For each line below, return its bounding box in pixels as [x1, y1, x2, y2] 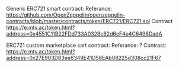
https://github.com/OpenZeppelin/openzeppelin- [6, 11, 126, 18]
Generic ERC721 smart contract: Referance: [6, 5, 113, 12]
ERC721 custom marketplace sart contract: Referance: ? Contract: [6, 42, 167, 49]
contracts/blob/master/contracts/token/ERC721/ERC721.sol [6, 18, 150, 24]
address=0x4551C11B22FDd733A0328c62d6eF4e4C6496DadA [6, 30, 162, 37]
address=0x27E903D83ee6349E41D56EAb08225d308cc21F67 [6, 55, 161, 61]
